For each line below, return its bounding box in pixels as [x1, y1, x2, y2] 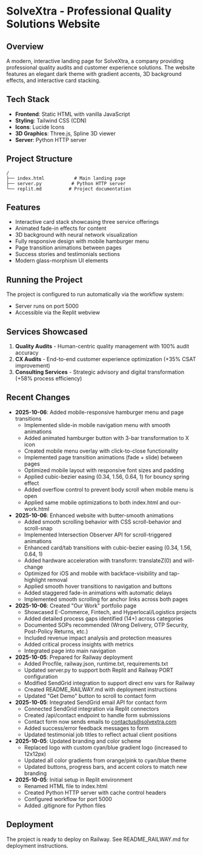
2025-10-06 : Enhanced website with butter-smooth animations [15, 512, 174, 519]
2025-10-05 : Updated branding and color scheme [15, 737, 141, 745]
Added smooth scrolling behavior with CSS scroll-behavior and [24, 518, 182, 526]
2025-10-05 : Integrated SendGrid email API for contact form [15, 698, 167, 706]
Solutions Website [6, 17, 101, 31]
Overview [6, 41, 44, 52]
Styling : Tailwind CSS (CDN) [15, 117, 87, 124]
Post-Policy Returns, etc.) [24, 627, 88, 635]
